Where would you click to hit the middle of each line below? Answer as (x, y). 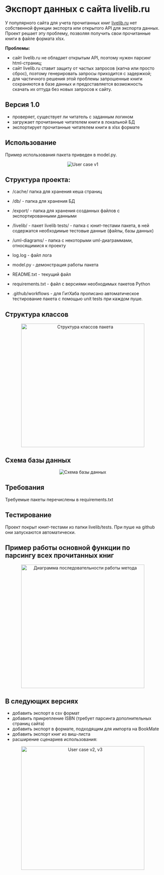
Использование (31, 143)
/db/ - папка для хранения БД (44, 201)
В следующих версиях (42, 701)
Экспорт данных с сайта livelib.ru (78, 9)
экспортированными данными (45, 216)
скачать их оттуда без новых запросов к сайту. (62, 89)
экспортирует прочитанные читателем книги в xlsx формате (76, 127)
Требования (25, 488)
